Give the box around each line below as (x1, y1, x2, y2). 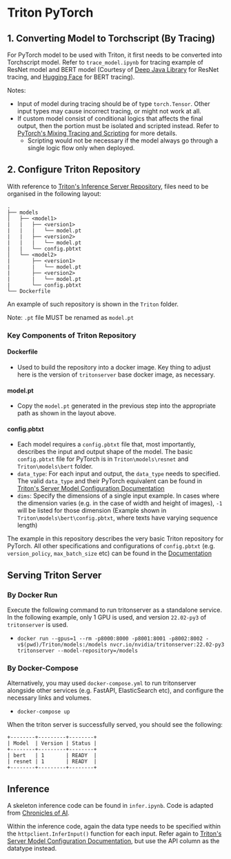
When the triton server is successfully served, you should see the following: (7, 721, 223, 729)
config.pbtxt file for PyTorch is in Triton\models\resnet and (17, 455, 189, 463)
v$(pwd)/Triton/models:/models (17, 642, 108, 649)
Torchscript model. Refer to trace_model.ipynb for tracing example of (7, 58, 203, 66)
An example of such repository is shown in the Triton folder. (7, 300, 179, 308)
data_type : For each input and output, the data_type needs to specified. (17, 469, 221, 478)
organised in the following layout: (7, 189, 101, 198)
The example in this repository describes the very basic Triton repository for (7, 534, 224, 543)
